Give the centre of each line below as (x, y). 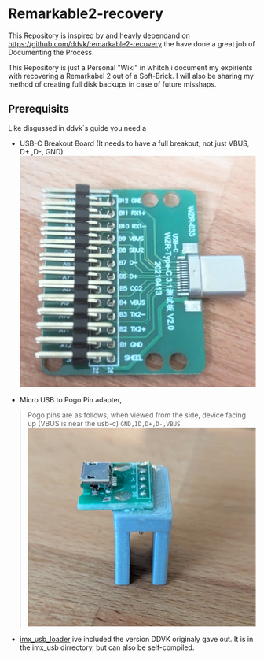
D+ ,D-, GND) (41, 151)
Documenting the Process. (51, 52)
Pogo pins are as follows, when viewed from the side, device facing (136, 415)
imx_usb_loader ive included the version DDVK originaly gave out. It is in (136, 639)
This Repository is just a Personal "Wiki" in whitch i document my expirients (130, 67)
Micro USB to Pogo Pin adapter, (71, 400)
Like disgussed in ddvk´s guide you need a (77, 128)
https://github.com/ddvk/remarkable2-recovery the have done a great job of (132, 43)
